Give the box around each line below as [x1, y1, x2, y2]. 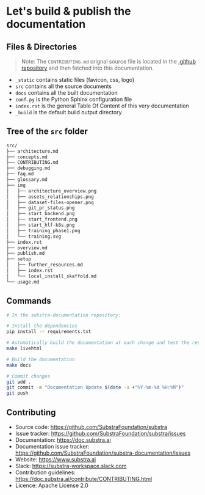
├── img [6, 182, 26, 188]
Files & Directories [6, 42, 77, 52]
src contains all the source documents [15, 82, 112, 90]
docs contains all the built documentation [15, 89, 118, 96]
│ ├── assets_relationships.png [6, 194, 95, 200]
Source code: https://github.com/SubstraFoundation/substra [15, 423, 168, 430]
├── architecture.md [6, 148, 59, 154]
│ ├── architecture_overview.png [6, 188, 97, 194]
